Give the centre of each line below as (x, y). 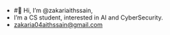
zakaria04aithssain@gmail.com (58, 25)
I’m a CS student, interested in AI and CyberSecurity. (88, 17)
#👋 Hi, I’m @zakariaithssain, (53, 10)
